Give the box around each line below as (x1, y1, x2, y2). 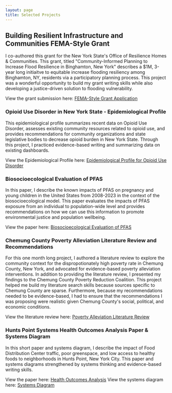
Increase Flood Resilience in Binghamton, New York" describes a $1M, (5, 64, 154, 70)
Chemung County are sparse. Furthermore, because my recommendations (5, 287, 163, 294)
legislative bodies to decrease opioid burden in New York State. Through (5, 136, 159, 142)
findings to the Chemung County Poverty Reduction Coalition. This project (5, 277, 162, 283)
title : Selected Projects (5, 12, 60, 17)
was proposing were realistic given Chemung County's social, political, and (5, 298, 164, 305)
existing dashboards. (5, 147, 50, 153)
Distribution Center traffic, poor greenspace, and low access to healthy (5, 350, 155, 356)
